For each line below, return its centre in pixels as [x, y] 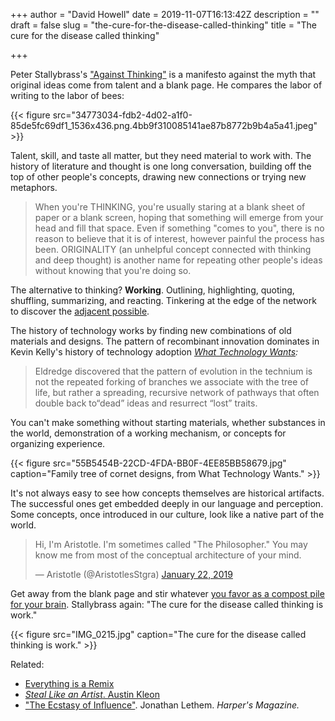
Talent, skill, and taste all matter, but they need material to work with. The [161, 155]
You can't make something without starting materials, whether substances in [168, 422]
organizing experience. [58, 443]
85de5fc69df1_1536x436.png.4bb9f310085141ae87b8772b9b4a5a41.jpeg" [164, 125]
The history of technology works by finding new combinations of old [151, 330]
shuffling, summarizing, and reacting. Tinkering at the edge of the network [163, 300]
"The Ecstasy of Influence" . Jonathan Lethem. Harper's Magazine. [162, 705]
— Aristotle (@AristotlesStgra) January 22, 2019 [133, 574]
